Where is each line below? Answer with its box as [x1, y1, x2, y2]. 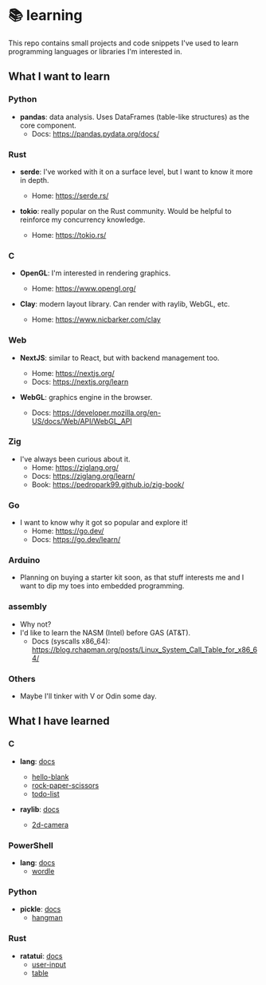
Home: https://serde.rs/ [31, 191, 109, 200]
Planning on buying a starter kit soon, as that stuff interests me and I [19, 572, 244, 583]
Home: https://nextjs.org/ [31, 368, 115, 378]
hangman [31, 913, 63, 923]
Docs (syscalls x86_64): [31, 636, 111, 646]
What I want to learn [8, 69, 111, 84]
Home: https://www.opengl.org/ [31, 284, 137, 294]
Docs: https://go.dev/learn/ [31, 535, 121, 544]
